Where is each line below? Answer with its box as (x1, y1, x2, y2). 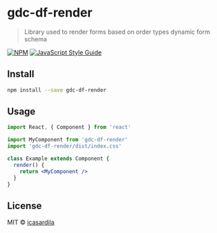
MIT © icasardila (7, 219, 55, 227)
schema (23, 34, 47, 43)
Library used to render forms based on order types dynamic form (23, 28, 211, 36)
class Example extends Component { (7, 155, 110, 163)
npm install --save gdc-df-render (7, 86, 107, 94)
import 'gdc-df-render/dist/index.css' (7, 143, 122, 150)
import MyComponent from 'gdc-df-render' (7, 136, 129, 143)
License (7, 200, 42, 212)
